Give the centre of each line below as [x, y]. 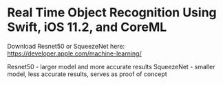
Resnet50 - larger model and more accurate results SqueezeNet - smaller [111, 66]
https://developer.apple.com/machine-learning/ [75, 53]
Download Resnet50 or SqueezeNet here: [66, 46]
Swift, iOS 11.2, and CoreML [87, 27]
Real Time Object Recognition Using [112, 13]
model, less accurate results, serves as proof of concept [87, 74]
